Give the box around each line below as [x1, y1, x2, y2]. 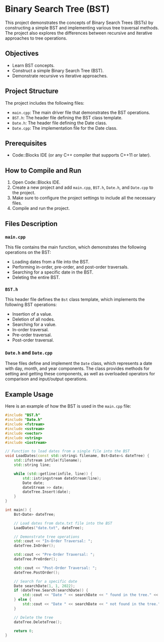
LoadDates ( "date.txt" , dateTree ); [14, 525, 84, 530]
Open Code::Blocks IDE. [12, 180, 61, 185]
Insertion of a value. [12, 311, 53, 317]
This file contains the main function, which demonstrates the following [5, 244, 146, 250]
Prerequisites [5, 139, 47, 147]
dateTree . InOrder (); [14, 543, 56, 549]
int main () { [5, 507, 32, 512]
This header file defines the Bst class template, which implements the [5, 297, 145, 302]
